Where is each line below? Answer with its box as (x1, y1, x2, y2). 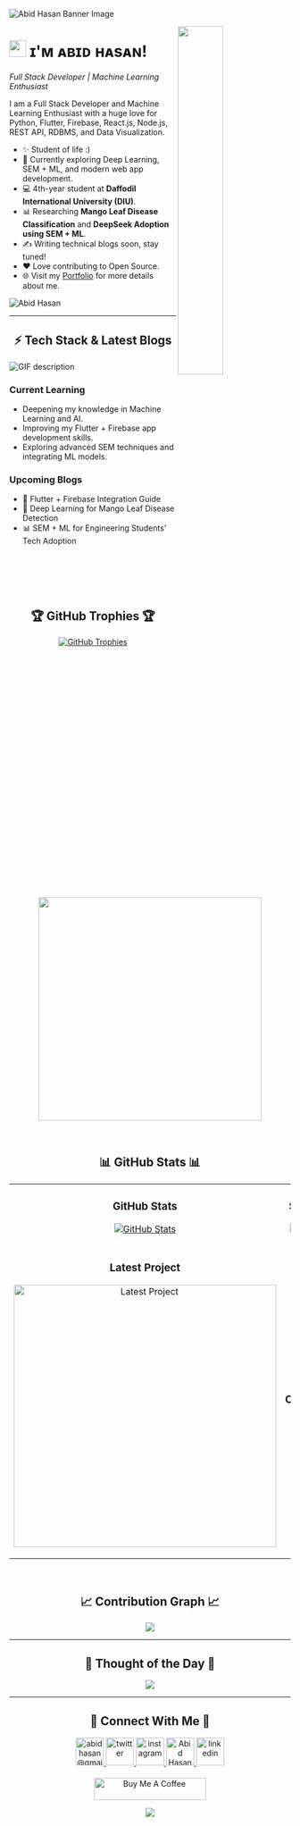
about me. (21, 280, 60, 290)
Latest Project (109, 1261, 181, 1275)
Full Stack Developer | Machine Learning (9, 71, 160, 82)
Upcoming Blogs (9, 473, 83, 486)
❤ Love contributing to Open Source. (21, 260, 160, 272)
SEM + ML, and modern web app (21, 163, 145, 174)
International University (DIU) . (21, 196, 137, 206)
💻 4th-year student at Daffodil (21, 183, 137, 194)
